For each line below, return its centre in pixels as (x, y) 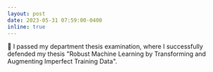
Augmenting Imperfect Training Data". (62, 62)
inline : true (26, 27)
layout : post (26, 14)
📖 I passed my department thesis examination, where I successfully (105, 47)
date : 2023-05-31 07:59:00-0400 (55, 20)
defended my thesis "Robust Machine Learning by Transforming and (107, 54)
